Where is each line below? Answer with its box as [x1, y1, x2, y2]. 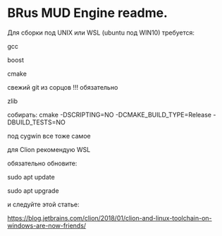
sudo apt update [7, 172, 55, 181]
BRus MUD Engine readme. [7, 5, 168, 21]
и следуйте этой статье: [7, 200, 80, 208]
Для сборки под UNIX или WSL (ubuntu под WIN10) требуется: [7, 28, 195, 37]
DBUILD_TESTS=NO [7, 118, 66, 126]
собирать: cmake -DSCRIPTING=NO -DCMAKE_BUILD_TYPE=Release [7, 110, 212, 119]
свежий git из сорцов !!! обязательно [7, 83, 118, 91]
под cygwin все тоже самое [7, 131, 91, 140]
